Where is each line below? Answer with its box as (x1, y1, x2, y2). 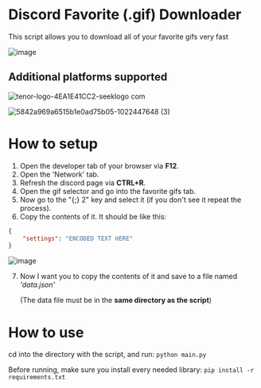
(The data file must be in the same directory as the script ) (19, 296, 212, 305)
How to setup (8, 134, 98, 153)
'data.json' (19, 280, 56, 289)
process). (19, 203, 52, 212)
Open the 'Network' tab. (19, 169, 99, 179)
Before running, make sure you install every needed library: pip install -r (8, 365, 255, 374)
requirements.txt (8, 374, 66, 382)
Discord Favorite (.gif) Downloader (8, 6, 242, 24)
